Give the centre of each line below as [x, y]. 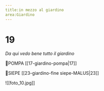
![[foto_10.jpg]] [20, 83]
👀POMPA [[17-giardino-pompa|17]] [41, 63]
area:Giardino [20, 15]
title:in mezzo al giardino [35, 10]
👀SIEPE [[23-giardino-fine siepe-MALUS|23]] [52, 73]
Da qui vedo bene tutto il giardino [40, 54]
